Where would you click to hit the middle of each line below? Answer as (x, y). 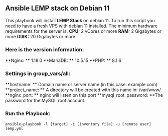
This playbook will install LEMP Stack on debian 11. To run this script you (80, 20)
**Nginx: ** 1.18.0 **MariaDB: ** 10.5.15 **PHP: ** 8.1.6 (63, 60)
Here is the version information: (45, 49)
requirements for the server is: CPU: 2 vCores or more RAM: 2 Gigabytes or (83, 31)
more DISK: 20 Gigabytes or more (40, 36)
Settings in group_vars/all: (38, 74)
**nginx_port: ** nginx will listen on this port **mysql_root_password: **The (84, 95)
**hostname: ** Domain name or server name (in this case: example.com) (81, 85)
